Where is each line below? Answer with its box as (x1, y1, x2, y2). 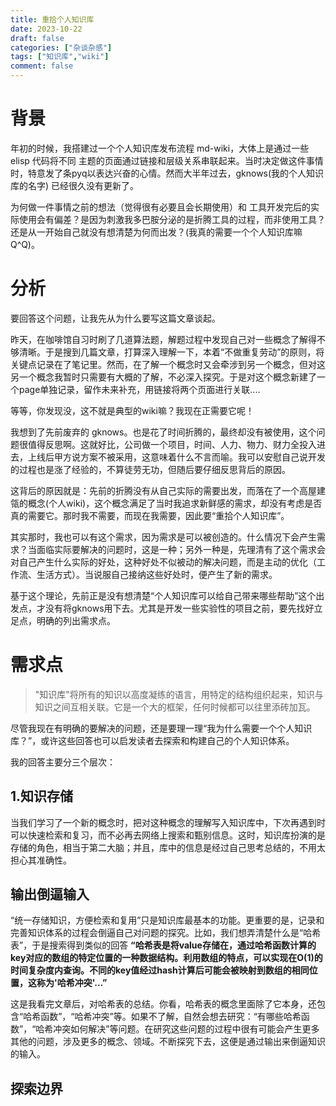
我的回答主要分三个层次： (10, 756, 116, 768)
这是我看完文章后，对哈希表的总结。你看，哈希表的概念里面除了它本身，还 (10, 998, 317, 1010)
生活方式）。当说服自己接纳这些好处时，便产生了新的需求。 (36, 568, 278, 580)
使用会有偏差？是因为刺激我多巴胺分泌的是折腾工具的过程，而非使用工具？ (18, 213, 326, 225)
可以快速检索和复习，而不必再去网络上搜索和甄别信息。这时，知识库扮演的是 (10, 829, 326, 841)
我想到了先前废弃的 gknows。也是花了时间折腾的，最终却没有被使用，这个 (10, 426, 317, 438)
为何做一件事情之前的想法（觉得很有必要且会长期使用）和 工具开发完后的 (10, 201, 311, 213)
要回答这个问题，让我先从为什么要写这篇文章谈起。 (10, 312, 221, 324)
